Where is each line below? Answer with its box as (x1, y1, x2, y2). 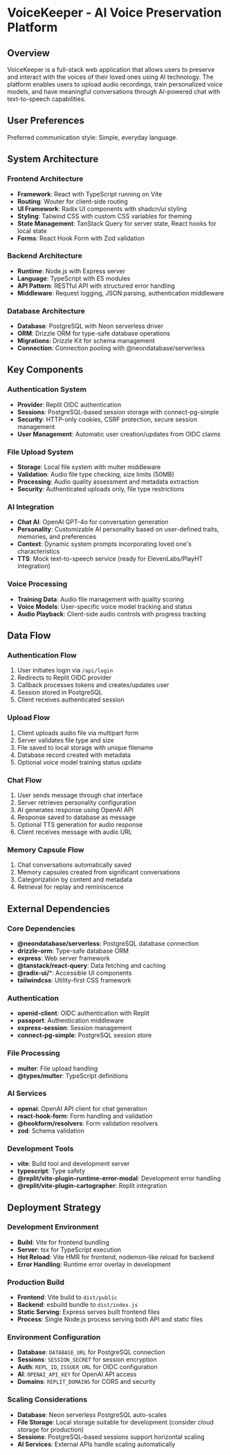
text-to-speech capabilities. (7, 95, 86, 103)
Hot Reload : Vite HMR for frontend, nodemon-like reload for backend (17, 1252, 214, 1261)
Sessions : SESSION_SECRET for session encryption (17, 1355, 157, 1364)
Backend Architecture (7, 251, 83, 261)
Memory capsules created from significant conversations (17, 868, 181, 877)
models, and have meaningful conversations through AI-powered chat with (7, 88, 221, 95)
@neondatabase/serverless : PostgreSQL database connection (17, 939, 199, 947)
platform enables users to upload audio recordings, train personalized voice (7, 80, 223, 88)
